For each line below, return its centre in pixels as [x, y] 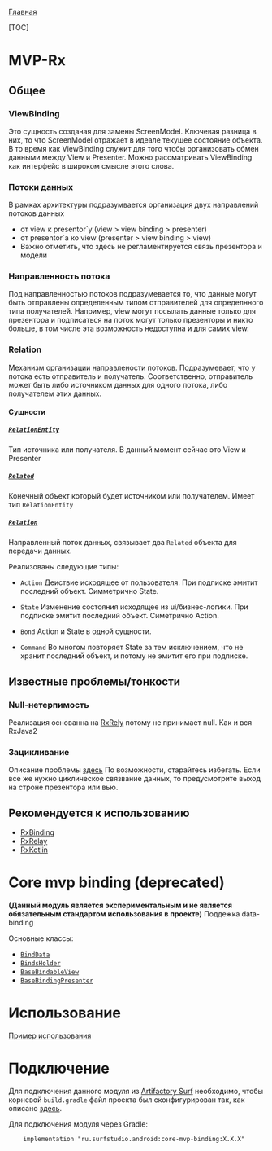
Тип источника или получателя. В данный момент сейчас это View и [127, 450]
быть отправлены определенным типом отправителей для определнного [136, 303]
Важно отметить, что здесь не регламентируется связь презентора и [141, 247]
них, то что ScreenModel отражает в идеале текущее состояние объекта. [136, 140]
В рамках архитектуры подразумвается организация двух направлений [134, 205]
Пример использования [50, 1035]
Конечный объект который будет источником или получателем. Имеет [132, 496]
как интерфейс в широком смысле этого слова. [91, 165]
